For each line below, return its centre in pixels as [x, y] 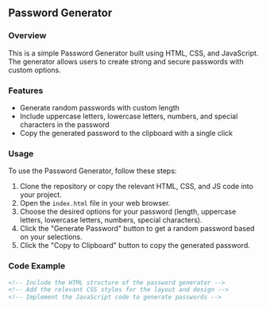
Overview [27, 36]
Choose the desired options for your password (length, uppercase [128, 212]
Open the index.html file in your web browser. [95, 203]
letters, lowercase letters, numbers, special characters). [111, 220]
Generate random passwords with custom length [100, 107]
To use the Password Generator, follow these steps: [93, 171]
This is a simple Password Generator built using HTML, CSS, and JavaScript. [133, 53]
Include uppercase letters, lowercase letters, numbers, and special [129, 116]
